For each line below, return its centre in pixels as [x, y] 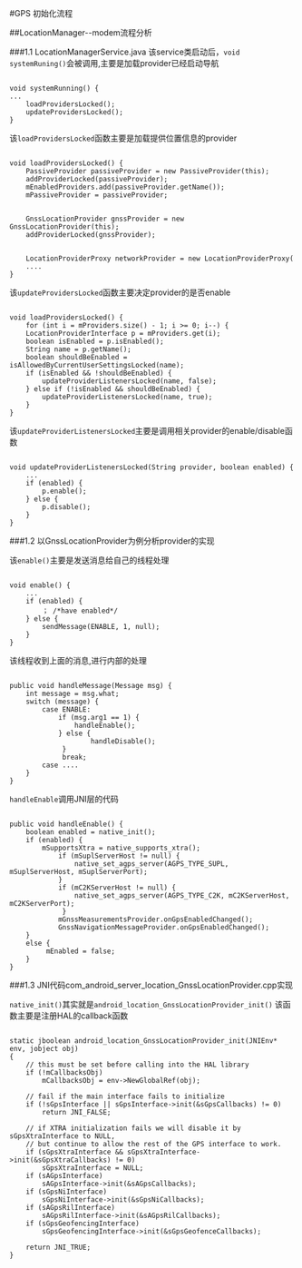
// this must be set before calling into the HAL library [137, 1065]
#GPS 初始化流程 [41, 13]
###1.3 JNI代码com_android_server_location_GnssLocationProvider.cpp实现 [151, 985]
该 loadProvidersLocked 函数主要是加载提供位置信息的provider [123, 138]
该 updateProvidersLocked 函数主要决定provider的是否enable [120, 292]
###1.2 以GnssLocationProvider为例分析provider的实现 [112, 541]
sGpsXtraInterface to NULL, [63, 1136]
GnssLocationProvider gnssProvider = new [105, 219]
